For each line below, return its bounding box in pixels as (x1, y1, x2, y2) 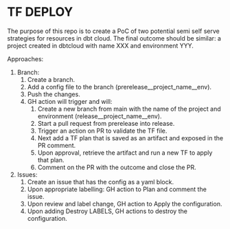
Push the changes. (27, 90, 80, 98)
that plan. (37, 155, 65, 164)
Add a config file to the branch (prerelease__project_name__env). (27, 83, 211, 91)
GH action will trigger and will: (27, 97, 113, 105)
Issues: (16, 170, 38, 179)
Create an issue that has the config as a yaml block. (27, 177, 174, 186)
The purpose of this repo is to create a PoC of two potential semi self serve (7, 27, 220, 35)
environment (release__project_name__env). (37, 111, 163, 120)
